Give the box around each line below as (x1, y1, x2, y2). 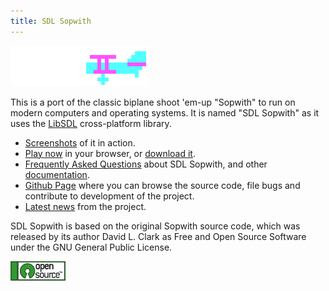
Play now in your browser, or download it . (24, 147, 196, 159)
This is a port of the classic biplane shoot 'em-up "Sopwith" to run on (10, 96, 296, 108)
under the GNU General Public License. (10, 241, 173, 253)
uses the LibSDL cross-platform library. (10, 117, 172, 129)
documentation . (24, 168, 90, 180)
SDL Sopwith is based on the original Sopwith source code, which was (10, 220, 301, 232)
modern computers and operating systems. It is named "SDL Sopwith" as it (10, 106, 320, 119)
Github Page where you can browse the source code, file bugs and (24, 179, 301, 191)
